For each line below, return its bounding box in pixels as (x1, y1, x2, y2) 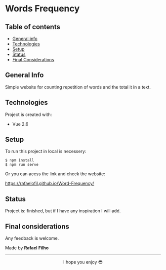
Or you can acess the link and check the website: (5, 171, 105, 177)
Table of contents (5, 23, 60, 31)
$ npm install (5, 158, 35, 163)
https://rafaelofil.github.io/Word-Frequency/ (5, 181, 94, 187)
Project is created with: (5, 112, 52, 117)
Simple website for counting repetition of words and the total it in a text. (5, 84, 151, 90)
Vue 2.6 (12, 121, 29, 127)
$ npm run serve (5, 162, 39, 167)
